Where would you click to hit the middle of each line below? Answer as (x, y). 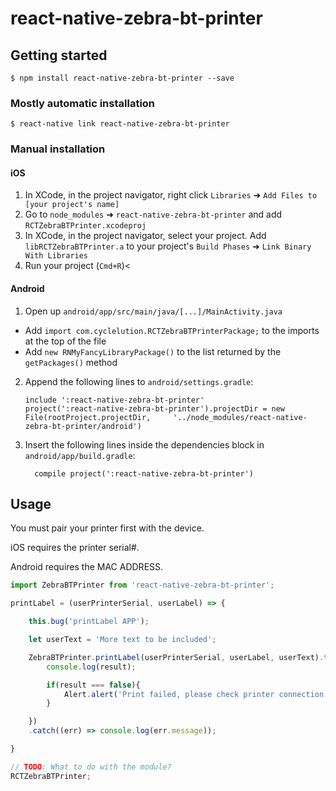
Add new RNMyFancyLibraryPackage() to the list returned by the (153, 351)
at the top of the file (65, 341)
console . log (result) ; (91, 667)
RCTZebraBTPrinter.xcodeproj (85, 226)
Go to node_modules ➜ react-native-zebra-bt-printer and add (153, 214)
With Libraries (56, 256)
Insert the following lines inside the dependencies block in (144, 444)
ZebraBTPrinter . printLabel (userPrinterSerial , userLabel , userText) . (176, 657)
